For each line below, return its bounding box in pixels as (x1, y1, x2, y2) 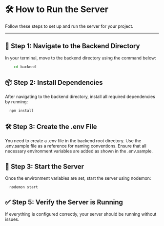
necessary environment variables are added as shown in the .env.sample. (5, 148, 153, 154)
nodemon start (9, 185, 38, 189)
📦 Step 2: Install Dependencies (5, 78, 103, 87)
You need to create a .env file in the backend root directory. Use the (5, 138, 142, 144)
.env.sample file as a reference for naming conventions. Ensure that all (5, 143, 146, 149)
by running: (5, 99, 28, 105)
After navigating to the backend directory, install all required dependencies (5, 94, 155, 100)
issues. (5, 216, 20, 222)
